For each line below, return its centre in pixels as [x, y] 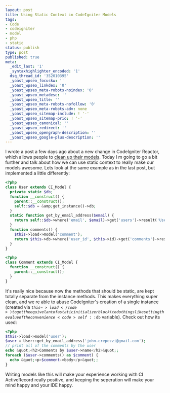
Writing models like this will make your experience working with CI [74, 374]
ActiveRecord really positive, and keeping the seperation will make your [80, 380]
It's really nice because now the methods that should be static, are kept [80, 291]
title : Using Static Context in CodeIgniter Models [61, 15]
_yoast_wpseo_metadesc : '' [38, 95]
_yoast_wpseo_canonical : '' [39, 123]
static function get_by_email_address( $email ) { [62, 216]
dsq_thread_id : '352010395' [39, 76]
